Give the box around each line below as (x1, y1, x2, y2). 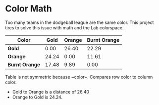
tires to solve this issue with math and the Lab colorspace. (5, 24, 124, 30)
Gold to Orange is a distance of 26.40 (12, 89, 90, 95)
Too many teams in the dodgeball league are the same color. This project (5, 19, 154, 25)
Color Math (5, 3, 52, 14)
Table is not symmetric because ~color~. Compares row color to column (5, 74, 153, 80)
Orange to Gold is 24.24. (12, 94, 63, 100)
